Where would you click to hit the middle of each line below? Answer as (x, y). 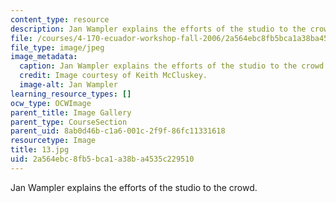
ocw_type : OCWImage (51, 103)
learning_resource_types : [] (71, 94)
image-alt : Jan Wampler (68, 85)
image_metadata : (44, 57)
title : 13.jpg (40, 150)
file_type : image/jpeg (57, 47)
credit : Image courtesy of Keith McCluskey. (113, 76)
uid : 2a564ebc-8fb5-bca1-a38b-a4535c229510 (102, 159)
